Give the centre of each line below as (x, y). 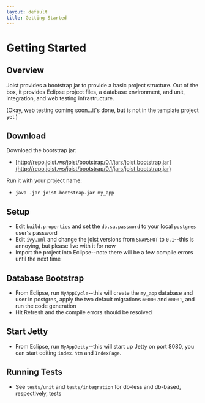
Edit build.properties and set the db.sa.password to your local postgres (106, 226)
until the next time (38, 259)
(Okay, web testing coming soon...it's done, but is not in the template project (102, 110)
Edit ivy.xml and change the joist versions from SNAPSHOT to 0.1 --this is (104, 240)
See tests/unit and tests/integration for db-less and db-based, (98, 386)
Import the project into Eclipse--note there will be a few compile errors (104, 253)
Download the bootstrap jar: (42, 150)
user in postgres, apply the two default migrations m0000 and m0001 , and (105, 299)
